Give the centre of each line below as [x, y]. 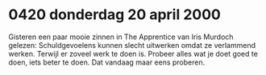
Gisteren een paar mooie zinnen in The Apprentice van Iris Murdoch [121, 37]
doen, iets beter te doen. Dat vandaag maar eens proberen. [107, 62]
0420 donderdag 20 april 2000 [115, 15]
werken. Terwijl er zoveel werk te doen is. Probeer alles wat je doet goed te [133, 53]
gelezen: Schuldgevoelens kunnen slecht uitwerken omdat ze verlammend [132, 45]
